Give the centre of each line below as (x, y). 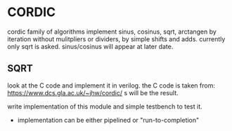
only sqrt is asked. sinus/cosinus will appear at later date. (90, 46)
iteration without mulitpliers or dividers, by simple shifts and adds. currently (116, 39)
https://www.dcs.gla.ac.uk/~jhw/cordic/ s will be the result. (93, 92)
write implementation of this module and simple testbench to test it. (105, 106)
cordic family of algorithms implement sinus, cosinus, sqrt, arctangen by (112, 32)
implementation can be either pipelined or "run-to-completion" (108, 120)
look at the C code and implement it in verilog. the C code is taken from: (111, 85)
